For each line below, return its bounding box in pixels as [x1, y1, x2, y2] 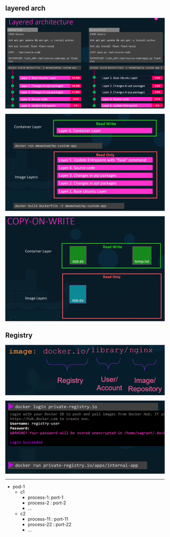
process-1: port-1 [27, 494, 64, 500]
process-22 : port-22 [27, 521, 72, 528]
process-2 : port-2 [27, 500, 67, 506]
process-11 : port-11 [27, 516, 68, 522]
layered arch [5, 4, 46, 13]
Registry [5, 331, 33, 340]
